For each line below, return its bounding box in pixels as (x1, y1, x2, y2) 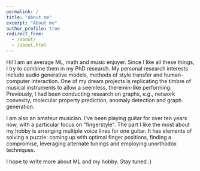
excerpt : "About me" (6, 20, 58, 26)
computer (6, 77, 31, 84)
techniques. (6, 146, 35, 153)
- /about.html (11, 42, 47, 48)
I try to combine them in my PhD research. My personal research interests (6, 65, 189, 72)
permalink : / (6, 8, 39, 15)
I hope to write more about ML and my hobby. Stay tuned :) (6, 158, 151, 165)
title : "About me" (6, 14, 52, 20)
